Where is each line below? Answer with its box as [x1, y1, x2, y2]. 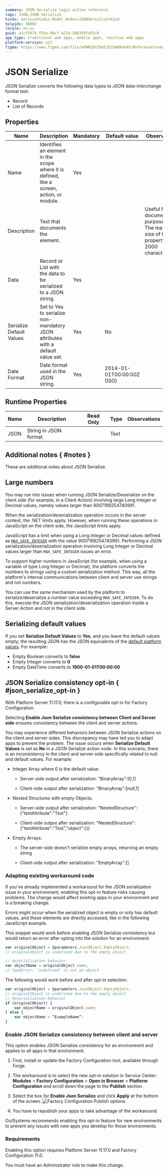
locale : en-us [5, 26, 35, 31]
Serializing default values [5, 620, 86, 628]
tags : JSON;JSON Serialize [5, 12, 61, 17]
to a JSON [39, 289, 64, 296]
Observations [127, 416, 160, 423]
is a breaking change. [5, 900, 50, 906]
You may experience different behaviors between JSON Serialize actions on [5, 730, 161, 736]
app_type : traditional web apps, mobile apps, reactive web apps [5, 36, 144, 41]
